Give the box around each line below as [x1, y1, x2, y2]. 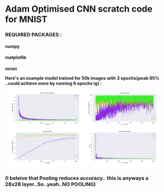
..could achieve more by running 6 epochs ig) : [5, 80, 102, 86]
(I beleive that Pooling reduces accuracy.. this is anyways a [5, 175, 149, 182]
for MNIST [5, 14, 47, 25]
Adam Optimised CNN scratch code [5, 3, 153, 15]
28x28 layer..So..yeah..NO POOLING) [5, 181, 96, 188]
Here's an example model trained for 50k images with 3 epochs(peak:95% [5, 75, 160, 81]
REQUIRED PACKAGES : [5, 31, 62, 38]
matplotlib [5, 55, 26, 61]
